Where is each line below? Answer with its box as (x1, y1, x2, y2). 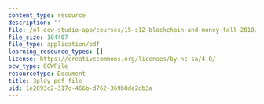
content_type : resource (8, 11, 86, 20)
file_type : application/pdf (8, 41, 101, 48)
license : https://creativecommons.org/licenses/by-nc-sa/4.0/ (8, 56, 216, 63)
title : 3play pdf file (8, 77, 82, 84)
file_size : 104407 (8, 33, 68, 41)
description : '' (8, 19, 61, 27)
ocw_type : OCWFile (8, 63, 68, 70)
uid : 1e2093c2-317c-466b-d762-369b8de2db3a (8, 84, 153, 92)
